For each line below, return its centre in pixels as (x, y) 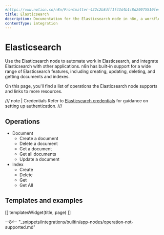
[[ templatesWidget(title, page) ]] (38, 212)
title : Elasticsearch (27, 14)
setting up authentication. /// (34, 106)
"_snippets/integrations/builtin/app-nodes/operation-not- (76, 222)
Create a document (39, 138)
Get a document (36, 149)
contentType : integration (31, 23)
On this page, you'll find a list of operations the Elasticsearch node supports (81, 86)
